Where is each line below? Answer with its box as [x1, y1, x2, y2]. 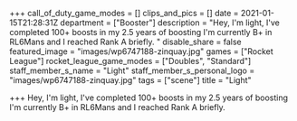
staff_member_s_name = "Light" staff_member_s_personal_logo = [9, 65, 255, 76]
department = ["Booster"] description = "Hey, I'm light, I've [60, 17, 281, 28]
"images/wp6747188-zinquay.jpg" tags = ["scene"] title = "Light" [9, 75, 252, 85]
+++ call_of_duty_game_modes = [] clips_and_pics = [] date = [9, 8, 239, 18]
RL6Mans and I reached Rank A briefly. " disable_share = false [9, 36, 242, 47]
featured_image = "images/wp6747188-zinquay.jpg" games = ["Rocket [9, 46, 273, 57]
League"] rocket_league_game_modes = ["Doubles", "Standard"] [9, 56, 252, 66]
